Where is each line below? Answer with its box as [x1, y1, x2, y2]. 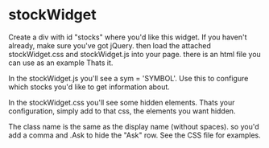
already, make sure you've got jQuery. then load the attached [8, 40, 212, 50]
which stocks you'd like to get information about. [8, 82, 171, 92]
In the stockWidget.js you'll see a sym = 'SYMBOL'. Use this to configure [8, 73, 249, 83]
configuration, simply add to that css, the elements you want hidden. [8, 106, 236, 116]
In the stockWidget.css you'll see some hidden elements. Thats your [8, 97, 235, 107]
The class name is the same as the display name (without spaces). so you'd [8, 121, 259, 131]
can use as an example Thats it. [8, 58, 114, 68]
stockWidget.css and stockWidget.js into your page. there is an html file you [8, 49, 262, 59]
